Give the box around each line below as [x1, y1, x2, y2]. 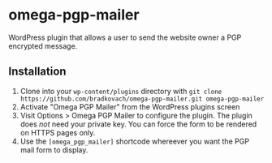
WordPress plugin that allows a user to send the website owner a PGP [8, 32, 242, 42]
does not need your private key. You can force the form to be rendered [19, 119, 257, 129]
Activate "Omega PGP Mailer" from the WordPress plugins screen [19, 101, 240, 111]
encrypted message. [8, 41, 78, 50]
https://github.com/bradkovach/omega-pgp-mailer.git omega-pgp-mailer [19, 95, 265, 103]
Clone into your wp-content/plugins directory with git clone [19, 86, 222, 96]
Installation [8, 65, 67, 79]
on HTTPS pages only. [19, 127, 96, 137]
